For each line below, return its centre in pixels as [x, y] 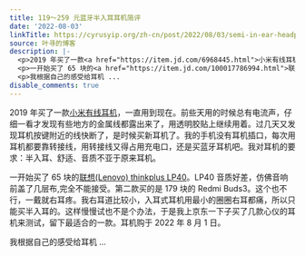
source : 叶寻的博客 [43, 43]
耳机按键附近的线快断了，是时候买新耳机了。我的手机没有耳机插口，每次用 [156, 135]
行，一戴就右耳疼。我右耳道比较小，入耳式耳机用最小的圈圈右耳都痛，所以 [148, 200]
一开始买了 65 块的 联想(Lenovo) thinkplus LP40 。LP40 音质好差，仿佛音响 [149, 177]
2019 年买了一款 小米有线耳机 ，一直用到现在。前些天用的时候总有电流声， [147, 112]
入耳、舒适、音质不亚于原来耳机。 [97, 158]
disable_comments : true [54, 85]
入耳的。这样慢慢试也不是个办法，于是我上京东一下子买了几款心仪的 [160, 211]
